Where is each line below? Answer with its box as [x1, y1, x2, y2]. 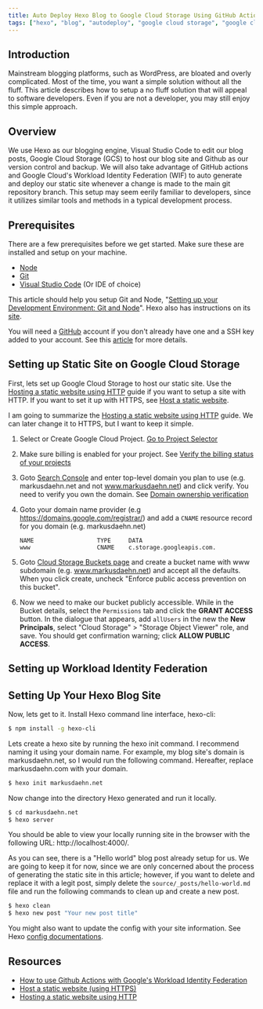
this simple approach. [8, 102, 78, 112]
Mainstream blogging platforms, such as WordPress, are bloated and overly [8, 68, 252, 79]
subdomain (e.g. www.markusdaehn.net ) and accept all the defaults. [19, 565, 241, 575]
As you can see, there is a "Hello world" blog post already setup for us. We [8, 854, 250, 863]
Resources [8, 955, 62, 968]
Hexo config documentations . [8, 932, 104, 941]
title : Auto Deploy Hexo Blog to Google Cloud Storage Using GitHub [8, 11, 236, 20]
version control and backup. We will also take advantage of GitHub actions [8, 163, 249, 172]
